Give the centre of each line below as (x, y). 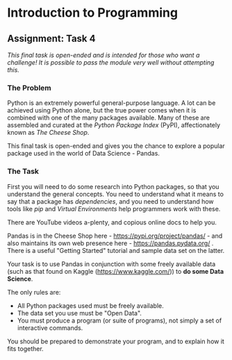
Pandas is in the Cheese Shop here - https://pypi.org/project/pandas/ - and (115, 236)
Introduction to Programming (93, 13)
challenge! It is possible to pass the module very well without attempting (111, 63)
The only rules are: (34, 292)
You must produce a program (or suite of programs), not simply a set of (119, 320)
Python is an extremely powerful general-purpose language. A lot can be (111, 103)
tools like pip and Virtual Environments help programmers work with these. (114, 208)
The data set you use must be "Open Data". (80, 313)
